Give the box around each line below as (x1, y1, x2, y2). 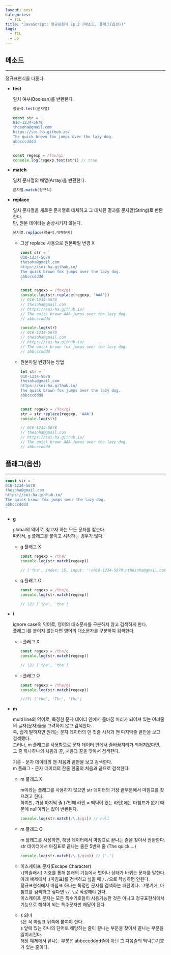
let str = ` (20, 369, 46, 374)
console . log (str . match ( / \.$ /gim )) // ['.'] (20, 854, 115, 859)
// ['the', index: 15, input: (20, 567, 85, 573)
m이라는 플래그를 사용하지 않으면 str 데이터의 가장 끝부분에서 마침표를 (20, 787, 159, 793)
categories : (5, 12, 31, 17)
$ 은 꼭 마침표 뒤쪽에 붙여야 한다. (20, 919, 84, 924)
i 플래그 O (20, 672, 40, 678)
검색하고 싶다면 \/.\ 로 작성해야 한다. (34, 889, 107, 894)
